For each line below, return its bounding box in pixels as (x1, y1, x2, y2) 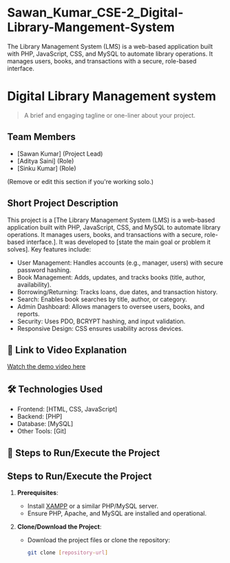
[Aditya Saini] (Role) (17, 156, 74, 165)
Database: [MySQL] (17, 420, 74, 428)
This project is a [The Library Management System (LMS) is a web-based (7, 216, 216, 224)
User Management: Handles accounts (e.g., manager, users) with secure (17, 258, 224, 267)
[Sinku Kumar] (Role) (17, 164, 77, 172)
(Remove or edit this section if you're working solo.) (7, 177, 154, 185)
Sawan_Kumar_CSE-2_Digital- (7, 5, 184, 21)
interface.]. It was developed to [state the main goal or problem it (26, 238, 211, 246)
